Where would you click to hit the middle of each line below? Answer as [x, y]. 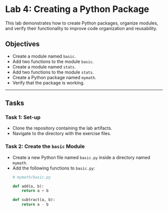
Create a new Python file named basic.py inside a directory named [81, 157]
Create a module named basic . [44, 56]
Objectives [22, 44]
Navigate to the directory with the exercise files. [62, 133]
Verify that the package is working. [48, 82]
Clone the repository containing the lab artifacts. [62, 128]
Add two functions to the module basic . [53, 61]
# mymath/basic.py [31, 177]
